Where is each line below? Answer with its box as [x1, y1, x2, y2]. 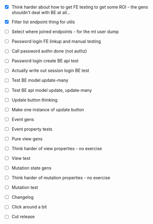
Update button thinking [11, 97, 58, 103]
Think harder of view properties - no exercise [11, 145, 102, 151]
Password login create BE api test [11, 58, 79, 64]
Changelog [11, 194, 34, 200]
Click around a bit [11, 204, 47, 210]
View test [11, 155, 31, 161]
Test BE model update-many [11, 77, 69, 83]
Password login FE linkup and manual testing [11, 38, 101, 44]
